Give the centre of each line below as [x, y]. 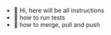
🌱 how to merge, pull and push [57, 25]
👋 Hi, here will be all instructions [59, 10]
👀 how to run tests [39, 17]
